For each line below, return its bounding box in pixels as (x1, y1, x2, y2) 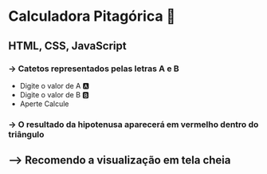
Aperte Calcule (19, 99, 69, 109)
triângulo (8, 129, 45, 140)
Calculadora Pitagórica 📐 (8, 7, 176, 26)
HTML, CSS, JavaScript (8, 39, 127, 53)
